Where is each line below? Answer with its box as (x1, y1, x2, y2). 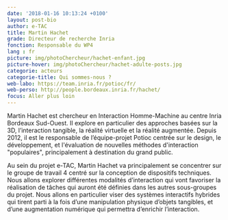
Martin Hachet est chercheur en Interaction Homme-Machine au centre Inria (7, 112, 222, 120)
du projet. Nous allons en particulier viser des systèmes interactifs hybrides (7, 191, 220, 199)
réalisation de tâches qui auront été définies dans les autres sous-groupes (7, 183, 217, 191)
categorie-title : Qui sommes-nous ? (7, 73, 112, 81)
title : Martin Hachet (7, 29, 69, 36)
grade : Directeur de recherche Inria (7, 36, 115, 42)
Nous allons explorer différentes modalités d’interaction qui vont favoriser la (7, 176, 221, 184)
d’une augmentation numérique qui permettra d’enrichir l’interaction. (7, 205, 200, 213)
